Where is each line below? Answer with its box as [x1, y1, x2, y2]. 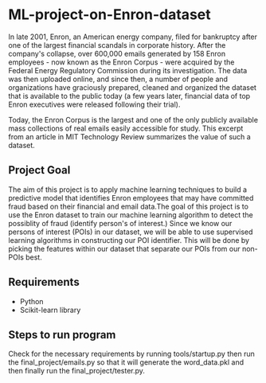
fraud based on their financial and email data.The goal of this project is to [8, 201, 249, 211]
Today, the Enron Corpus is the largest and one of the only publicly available [8, 115, 259, 124]
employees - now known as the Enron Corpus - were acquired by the [8, 57, 235, 67]
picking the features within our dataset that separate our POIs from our [8, 244, 241, 253]
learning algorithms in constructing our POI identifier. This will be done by [8, 235, 249, 244]
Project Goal [8, 163, 71, 177]
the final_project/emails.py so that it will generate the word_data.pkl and [8, 358, 244, 367]
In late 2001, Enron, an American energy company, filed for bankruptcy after [8, 32, 257, 41]
